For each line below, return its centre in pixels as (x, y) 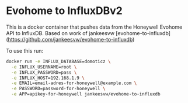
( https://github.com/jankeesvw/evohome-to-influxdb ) (70, 39)
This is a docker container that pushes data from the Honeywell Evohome (94, 27)
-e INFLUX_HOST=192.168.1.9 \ (48, 78)
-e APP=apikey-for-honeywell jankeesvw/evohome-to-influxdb (86, 94)
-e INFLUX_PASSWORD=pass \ (44, 72)
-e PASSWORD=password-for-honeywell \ (59, 89)
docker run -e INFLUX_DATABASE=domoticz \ (58, 61)
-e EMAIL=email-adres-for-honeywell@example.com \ (74, 83)
